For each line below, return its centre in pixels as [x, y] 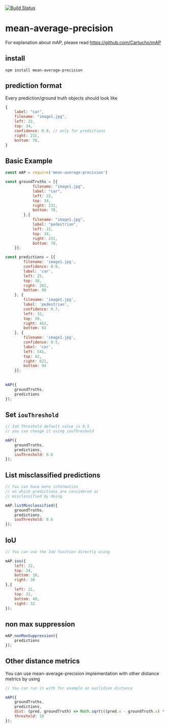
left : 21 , [25, 590]
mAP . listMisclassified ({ [31, 505]
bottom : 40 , [27, 599]
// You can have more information [42, 487]
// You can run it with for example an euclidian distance [69, 688]
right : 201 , [36, 285]
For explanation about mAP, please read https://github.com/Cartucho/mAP [83, 42]
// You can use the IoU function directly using [58, 552]
